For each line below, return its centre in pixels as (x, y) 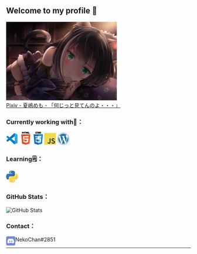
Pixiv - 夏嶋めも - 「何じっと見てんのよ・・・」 (63, 105)
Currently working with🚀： (45, 122)
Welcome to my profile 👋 (52, 11)
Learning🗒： (25, 159)
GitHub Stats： (28, 197)
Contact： (21, 226)
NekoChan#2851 (35, 239)
